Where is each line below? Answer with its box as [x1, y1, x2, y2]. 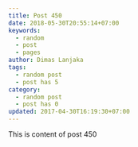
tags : [8, 64, 26, 72]
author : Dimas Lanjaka [8, 56, 84, 64]
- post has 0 [15, 100, 59, 108]
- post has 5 [15, 78, 59, 86]
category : [8, 85, 41, 94]
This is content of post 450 [8, 130, 97, 139]
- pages [15, 48, 41, 56]
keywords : [8, 26, 41, 34]
